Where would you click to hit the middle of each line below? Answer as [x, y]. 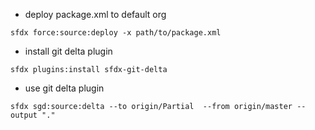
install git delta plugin [68, 51]
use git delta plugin [64, 88]
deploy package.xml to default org [95, 14]
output [24, 115]
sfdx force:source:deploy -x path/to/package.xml [116, 33]
